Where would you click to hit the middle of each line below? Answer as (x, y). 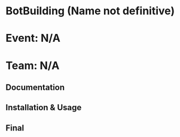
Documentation (35, 87)
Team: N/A (33, 65)
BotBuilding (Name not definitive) (90, 11)
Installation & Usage (44, 108)
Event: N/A (33, 38)
